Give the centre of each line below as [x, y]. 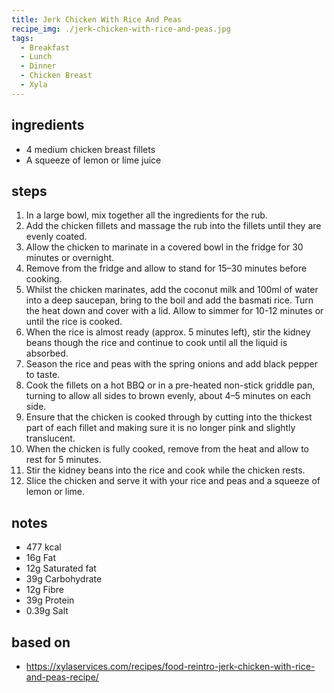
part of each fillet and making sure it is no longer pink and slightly [160, 428]
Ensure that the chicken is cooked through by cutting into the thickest [169, 417]
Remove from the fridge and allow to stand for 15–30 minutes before [166, 268]
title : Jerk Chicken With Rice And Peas [97, 19]
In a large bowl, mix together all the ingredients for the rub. [146, 215]
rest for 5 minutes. [63, 460]
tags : [22, 38]
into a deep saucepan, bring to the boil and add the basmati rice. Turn [169, 300]
